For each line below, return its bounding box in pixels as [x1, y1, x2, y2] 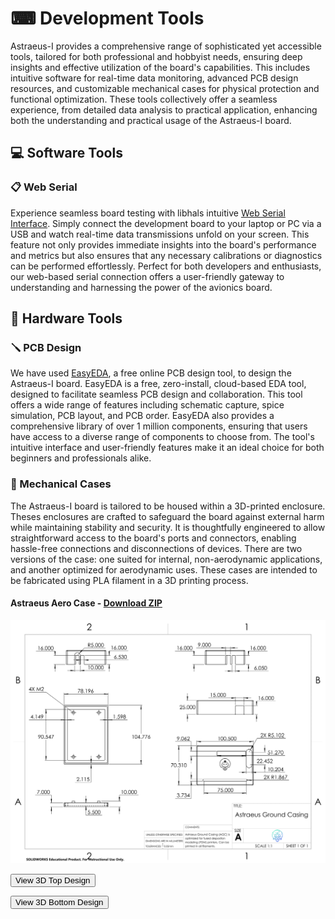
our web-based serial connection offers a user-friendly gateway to [10, 270, 285, 282]
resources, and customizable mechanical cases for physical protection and [10, 82, 320, 94]
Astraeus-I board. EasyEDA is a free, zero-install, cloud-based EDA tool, [10, 378, 307, 390]
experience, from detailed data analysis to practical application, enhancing [10, 103, 318, 116]
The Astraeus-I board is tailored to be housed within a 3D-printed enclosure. [10, 500, 326, 512]
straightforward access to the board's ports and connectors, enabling [10, 532, 297, 544]
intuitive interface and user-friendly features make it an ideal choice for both [10, 442, 325, 454]
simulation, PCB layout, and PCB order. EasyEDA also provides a [10, 410, 275, 422]
